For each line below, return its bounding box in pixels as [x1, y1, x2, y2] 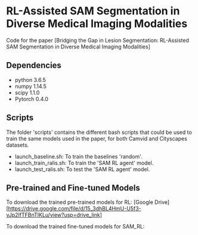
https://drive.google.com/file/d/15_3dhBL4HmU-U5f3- [8, 205, 141, 212]
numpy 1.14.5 [14, 83, 47, 90]
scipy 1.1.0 [14, 88, 40, 96]
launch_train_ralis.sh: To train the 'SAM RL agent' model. [14, 159, 154, 166]
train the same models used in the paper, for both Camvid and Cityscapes [6, 135, 188, 142]
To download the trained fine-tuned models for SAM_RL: [6, 223, 145, 230]
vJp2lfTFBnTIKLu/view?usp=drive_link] [6, 211, 103, 219]
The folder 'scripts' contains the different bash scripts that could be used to [6, 129, 192, 136]
